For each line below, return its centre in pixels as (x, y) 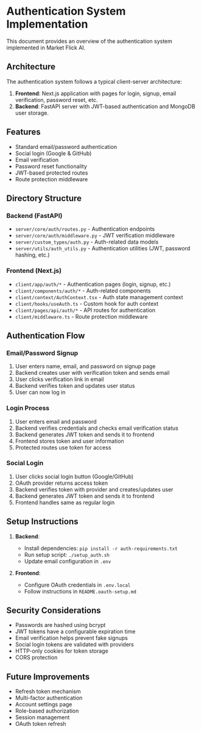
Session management (42, 717)
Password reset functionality (51, 166)
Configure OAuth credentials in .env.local (77, 585)
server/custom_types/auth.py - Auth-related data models (87, 242)
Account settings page (44, 705)
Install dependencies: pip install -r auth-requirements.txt (101, 548)
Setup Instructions (42, 522)
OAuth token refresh (41, 724)
